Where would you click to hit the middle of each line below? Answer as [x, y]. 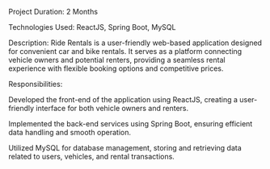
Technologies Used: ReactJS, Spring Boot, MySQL [92, 27]
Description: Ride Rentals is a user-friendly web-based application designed [135, 43]
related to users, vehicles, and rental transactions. [92, 157]
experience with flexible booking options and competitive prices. [116, 68]
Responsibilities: [36, 84]
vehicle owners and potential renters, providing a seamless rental [117, 60]
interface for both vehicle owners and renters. [112, 108]
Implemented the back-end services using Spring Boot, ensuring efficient [131, 124]
